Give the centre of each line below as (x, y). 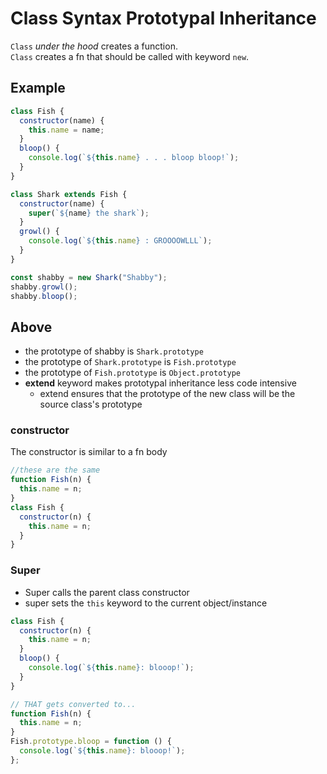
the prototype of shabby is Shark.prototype (114, 351)
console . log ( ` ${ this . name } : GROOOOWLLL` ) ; (120, 241)
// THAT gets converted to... (73, 704)
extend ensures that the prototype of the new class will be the (167, 394)
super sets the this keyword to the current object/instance (146, 603)
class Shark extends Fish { (69, 194)
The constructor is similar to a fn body (89, 452)
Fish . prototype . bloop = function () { (91, 742)
